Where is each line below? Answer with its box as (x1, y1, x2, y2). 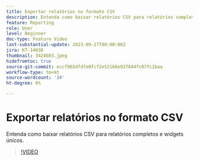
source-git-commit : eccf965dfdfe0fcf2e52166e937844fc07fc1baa (6, 63, 163, 70)
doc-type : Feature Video (6, 36, 68, 42)
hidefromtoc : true (6, 58, 52, 64)
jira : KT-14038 (6, 47, 44, 53)
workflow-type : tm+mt (6, 69, 60, 75)
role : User (6, 25, 33, 31)
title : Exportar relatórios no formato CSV (6, 8, 115, 15)
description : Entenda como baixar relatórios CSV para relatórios (6, 14, 174, 20)
